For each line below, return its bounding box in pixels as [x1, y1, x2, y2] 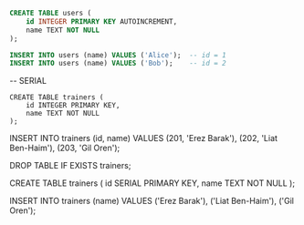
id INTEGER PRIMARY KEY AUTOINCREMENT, [26, 16, 178, 26]
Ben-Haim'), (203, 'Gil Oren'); [9, 142, 121, 154]
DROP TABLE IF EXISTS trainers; [9, 160, 131, 171]
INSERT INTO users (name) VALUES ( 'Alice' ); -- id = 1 [9, 50, 226, 59]
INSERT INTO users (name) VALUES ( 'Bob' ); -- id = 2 [9, 59, 226, 68]
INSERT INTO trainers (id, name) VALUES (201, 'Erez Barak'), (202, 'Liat [9, 133, 278, 144]
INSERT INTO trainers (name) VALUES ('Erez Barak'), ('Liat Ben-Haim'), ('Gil [9, 196, 295, 207]
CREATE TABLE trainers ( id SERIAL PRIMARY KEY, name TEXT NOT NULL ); [9, 178, 295, 189]
